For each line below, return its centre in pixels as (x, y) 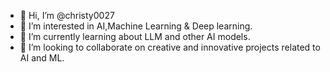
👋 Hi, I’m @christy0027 (67, 15)
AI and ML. (42, 58)
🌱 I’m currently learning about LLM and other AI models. (135, 36)
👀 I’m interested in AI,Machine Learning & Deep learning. (136, 26)
